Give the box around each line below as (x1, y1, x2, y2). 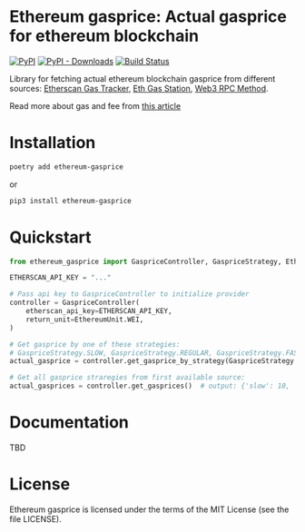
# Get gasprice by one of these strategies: (9, 340, 181, 349)
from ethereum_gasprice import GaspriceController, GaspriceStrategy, (9, 257, 282, 266)
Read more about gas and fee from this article (9, 100, 182, 111)
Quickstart (9, 227, 93, 247)
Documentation (9, 412, 130, 433)
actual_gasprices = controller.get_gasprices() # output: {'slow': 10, (9, 381, 290, 391)
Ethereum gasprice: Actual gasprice (9, 6, 288, 27)
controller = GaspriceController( (9, 298, 141, 308)
